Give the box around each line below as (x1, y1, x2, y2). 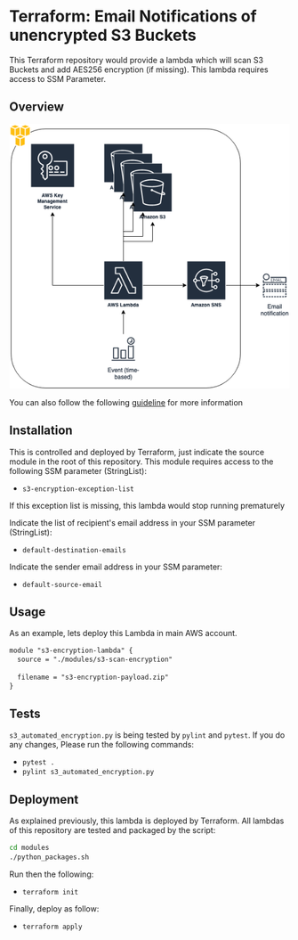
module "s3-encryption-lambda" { (9, 646, 133, 656)
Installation (9, 423, 73, 438)
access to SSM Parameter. (9, 73, 107, 84)
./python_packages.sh (9, 853, 90, 862)
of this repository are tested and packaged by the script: (9, 825, 216, 836)
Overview (9, 100, 65, 115)
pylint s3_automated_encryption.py (21, 768, 155, 777)
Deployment (9, 791, 79, 807)
